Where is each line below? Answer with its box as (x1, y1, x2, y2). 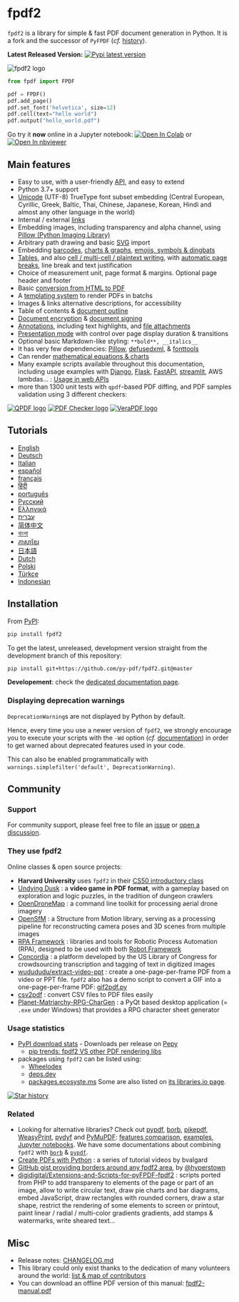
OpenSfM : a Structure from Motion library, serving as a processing (17, 914, 216, 923)
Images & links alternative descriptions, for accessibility (17, 299, 182, 307)
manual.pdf (17, 1286, 52, 1295)
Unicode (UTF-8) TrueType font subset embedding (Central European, (17, 193, 225, 201)
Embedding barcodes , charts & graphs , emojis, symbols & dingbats (17, 246, 215, 254)
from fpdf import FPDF (7, 77, 75, 85)
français (17, 474, 43, 482)
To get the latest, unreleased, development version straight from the (7, 643, 208, 652)
